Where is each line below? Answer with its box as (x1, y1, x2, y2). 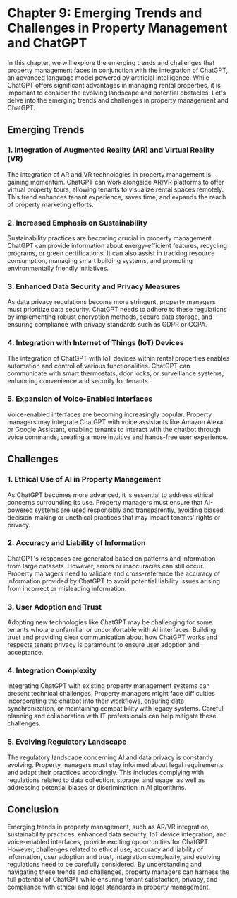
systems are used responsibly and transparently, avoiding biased (34, 506, 224, 514)
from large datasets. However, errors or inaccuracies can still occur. (7, 561, 205, 570)
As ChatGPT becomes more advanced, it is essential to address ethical (7, 490, 214, 499)
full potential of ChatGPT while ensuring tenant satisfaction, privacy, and (7, 875, 218, 883)
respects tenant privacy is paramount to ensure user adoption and (7, 641, 200, 649)
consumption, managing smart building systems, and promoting (7, 256, 193, 264)
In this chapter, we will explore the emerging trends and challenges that (7, 58, 215, 66)
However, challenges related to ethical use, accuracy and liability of (7, 845, 204, 853)
